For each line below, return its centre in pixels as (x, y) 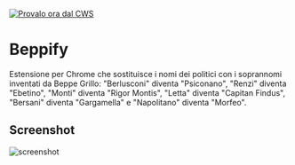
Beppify (39, 50)
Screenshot (42, 130)
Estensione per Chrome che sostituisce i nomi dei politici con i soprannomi (146, 74)
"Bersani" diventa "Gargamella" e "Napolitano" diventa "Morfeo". (128, 102)
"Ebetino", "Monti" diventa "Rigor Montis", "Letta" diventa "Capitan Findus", (147, 92)
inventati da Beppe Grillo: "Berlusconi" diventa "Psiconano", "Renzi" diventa (148, 83)
